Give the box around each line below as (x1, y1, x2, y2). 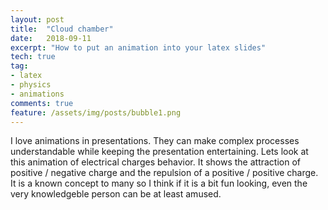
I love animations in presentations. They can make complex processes (10, 135, 300, 147)
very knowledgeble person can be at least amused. (10, 188, 222, 200)
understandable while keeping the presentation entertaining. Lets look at (10, 146, 309, 158)
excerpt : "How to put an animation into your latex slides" (10, 42, 267, 53)
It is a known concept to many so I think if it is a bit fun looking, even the (10, 177, 308, 190)
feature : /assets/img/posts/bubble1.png (10, 107, 182, 118)
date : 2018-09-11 (10, 33, 92, 43)
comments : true (10, 98, 74, 108)
